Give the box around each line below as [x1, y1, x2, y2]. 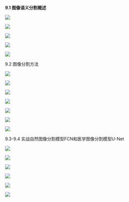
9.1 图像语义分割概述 [5, 5, 47, 10]
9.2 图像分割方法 [5, 61, 39, 67]
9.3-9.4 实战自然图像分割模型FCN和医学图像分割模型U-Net [5, 136, 124, 142]
